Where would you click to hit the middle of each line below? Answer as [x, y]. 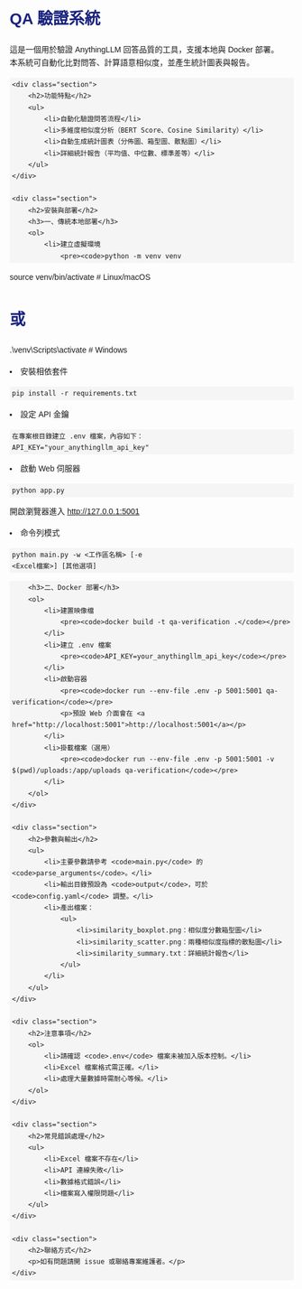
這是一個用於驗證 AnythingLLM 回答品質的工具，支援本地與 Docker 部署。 [144, 49]
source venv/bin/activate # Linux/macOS [80, 277]
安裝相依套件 [44, 372]
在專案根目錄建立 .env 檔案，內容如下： [78, 436]
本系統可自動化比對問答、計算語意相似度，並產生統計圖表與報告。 [132, 63]
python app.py [38, 490]
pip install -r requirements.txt [74, 393]
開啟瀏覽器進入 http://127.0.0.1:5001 [75, 512]
